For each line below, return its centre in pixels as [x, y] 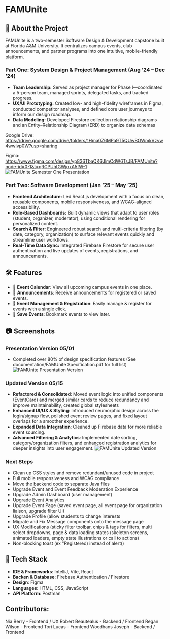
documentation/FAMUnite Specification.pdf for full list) [70, 365]
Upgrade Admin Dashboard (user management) [62, 494]
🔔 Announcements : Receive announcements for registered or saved [84, 293]
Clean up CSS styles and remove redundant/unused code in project [83, 473]
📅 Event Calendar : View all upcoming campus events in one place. [82, 287]
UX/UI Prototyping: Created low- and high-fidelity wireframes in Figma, [88, 103]
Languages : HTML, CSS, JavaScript [50, 588]
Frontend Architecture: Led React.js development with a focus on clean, [89, 196]
